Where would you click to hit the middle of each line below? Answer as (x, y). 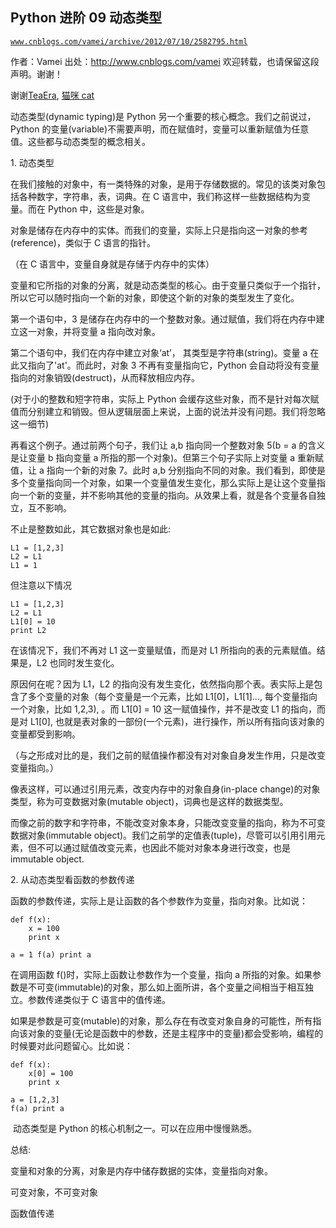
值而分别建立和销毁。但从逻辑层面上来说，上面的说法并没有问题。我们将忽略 (168, 411)
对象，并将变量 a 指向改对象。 (98, 331)
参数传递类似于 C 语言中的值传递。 (99, 999)
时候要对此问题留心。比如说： (71, 1045)
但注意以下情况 (41, 585)
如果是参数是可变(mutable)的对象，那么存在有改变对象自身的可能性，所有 (161, 1020)
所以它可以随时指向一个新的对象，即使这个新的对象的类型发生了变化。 (155, 297)
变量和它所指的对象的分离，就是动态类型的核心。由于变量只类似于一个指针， (168, 285)
